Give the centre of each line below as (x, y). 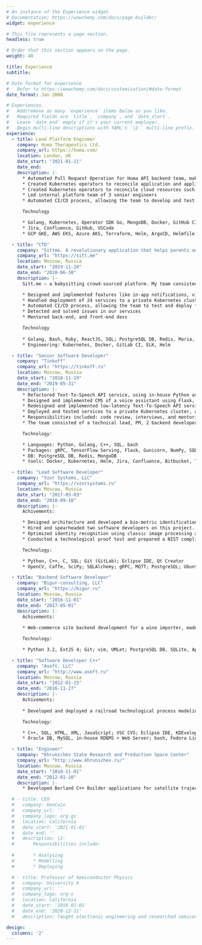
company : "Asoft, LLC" (45, 666)
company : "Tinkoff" (41, 361)
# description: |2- (39, 838)
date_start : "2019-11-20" (50, 267)
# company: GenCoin (39, 805)
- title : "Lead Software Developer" (57, 472)
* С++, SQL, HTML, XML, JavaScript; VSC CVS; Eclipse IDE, (97, 733)
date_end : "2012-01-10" (47, 777)
